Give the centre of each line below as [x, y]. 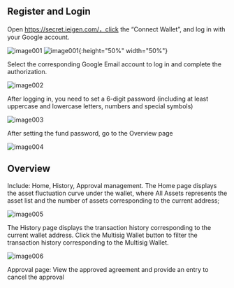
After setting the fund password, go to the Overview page [90, 133]
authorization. [27, 71]
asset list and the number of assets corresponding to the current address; [114, 200]
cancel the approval [36, 277]
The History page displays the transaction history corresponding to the [109, 227]
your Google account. [38, 37]
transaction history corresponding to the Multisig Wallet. [88, 242]
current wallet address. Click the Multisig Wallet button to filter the [102, 235]
